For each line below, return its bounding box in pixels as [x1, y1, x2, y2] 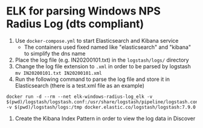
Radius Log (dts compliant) [6, 17, 144, 31]
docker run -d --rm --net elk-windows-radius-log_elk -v [6, 94, 153, 100]
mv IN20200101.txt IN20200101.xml [14, 70, 102, 76]
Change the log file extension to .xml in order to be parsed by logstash [14, 62, 192, 70]
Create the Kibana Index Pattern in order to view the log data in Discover [14, 115, 196, 122]
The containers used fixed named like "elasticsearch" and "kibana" [24, 43, 192, 51]
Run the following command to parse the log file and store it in [14, 75, 170, 83]
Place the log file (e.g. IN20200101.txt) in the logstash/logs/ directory [14, 56, 189, 63]
